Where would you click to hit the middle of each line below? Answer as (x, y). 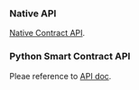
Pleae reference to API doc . (60, 76)
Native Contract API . (47, 33)
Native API (33, 13)
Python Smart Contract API (70, 57)
